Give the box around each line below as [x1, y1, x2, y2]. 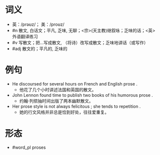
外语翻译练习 [12, 34, 38, 39]
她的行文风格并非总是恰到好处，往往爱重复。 [19, 109, 109, 115]
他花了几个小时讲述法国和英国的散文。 [19, 86, 96, 92]
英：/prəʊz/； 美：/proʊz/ [12, 21, 65, 27]
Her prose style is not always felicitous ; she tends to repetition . [12, 103, 141, 109]
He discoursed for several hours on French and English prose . [12, 81, 138, 86]
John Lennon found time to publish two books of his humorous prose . [12, 92, 153, 98]
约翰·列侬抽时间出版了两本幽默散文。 [19, 98, 93, 103]
